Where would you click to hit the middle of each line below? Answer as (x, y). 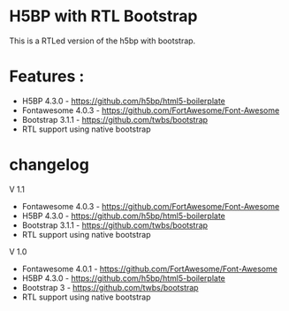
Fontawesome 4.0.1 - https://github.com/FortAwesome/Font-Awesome (150, 269)
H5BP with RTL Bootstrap (103, 16)
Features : (47, 76)
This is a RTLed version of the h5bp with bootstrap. (103, 41)
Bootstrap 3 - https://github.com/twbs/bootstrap (110, 287)
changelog (49, 165)
